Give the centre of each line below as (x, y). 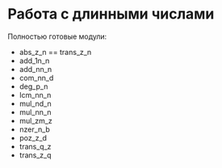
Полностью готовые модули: (57, 36)
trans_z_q (35, 155)
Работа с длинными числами (111, 14)
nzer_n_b (34, 129)
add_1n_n (34, 61)
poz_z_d (33, 137)
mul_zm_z (36, 120)
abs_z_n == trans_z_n (55, 52)
